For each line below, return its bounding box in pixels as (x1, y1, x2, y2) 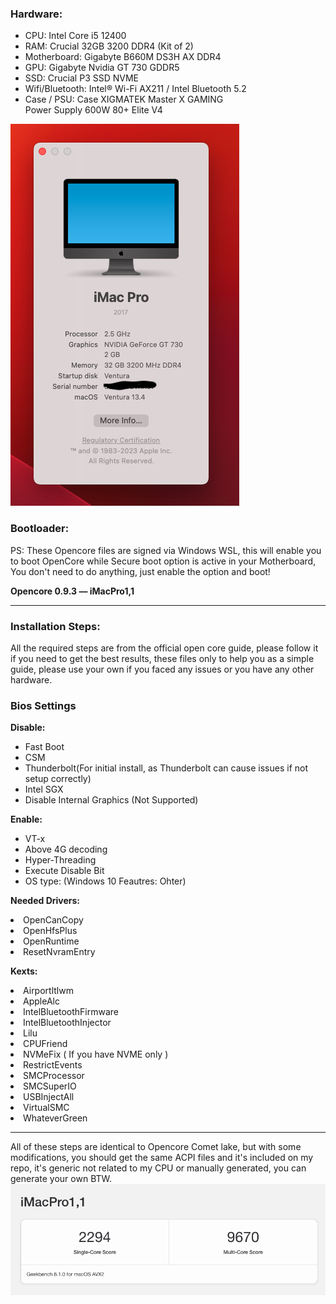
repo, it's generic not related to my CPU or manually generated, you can (10, 1162, 307, 1174)
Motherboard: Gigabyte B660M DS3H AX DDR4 (24, 51, 222, 63)
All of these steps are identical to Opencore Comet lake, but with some (10, 1141, 302, 1153)
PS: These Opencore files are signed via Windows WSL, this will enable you (10, 544, 322, 556)
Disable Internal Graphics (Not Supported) (24, 794, 199, 806)
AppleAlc (23, 995, 60, 1007)
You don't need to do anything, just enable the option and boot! (10, 565, 271, 577)
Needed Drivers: (10, 895, 81, 907)
